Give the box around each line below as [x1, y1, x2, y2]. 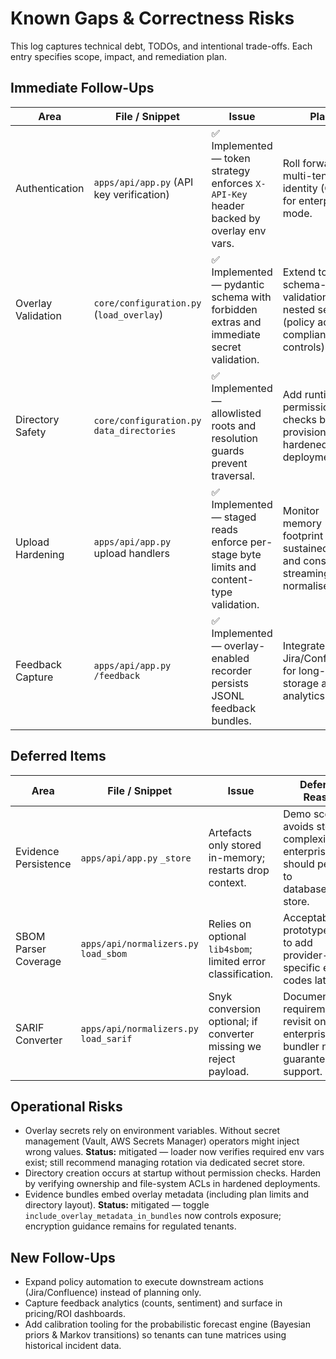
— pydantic [211, 277, 265, 291]
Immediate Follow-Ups [10, 80, 155, 97]
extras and [211, 315, 262, 329]
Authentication [15, 181, 85, 195]
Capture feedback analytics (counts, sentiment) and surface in [24, 1297, 283, 1309]
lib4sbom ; [208, 942, 253, 956]
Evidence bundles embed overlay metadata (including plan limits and [24, 1188, 309, 1201]
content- [211, 572, 255, 586]
